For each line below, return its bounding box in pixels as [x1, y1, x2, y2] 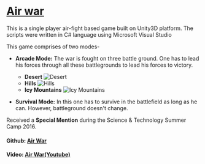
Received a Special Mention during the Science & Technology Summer [6, 116, 187, 124]
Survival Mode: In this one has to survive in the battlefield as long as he [15, 98, 198, 105]
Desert [24, 73, 43, 80]
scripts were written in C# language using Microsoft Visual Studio [6, 31, 172, 38]
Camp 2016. [6, 122, 37, 130]
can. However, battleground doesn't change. [15, 104, 128, 111]
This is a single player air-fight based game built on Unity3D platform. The [6, 24, 193, 32]
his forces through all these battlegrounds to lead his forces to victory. [15, 61, 193, 69]
